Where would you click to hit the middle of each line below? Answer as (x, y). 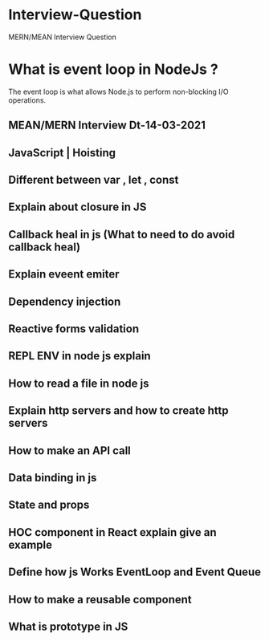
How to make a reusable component (100, 599)
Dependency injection (65, 301)
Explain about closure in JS (77, 207)
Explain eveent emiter (64, 274)
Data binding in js (53, 478)
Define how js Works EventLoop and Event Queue (135, 572)
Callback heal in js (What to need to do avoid (122, 234)
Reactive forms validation (73, 329)
